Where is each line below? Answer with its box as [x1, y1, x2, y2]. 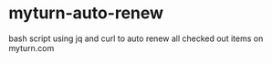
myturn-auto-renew [8, 3, 164, 24]
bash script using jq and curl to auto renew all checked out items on [8, 33, 264, 44]
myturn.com [8, 42, 55, 53]
